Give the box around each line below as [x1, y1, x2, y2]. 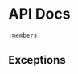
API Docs [8, 5, 71, 23]
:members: [8, 31, 42, 39]
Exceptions [8, 53, 66, 67]
